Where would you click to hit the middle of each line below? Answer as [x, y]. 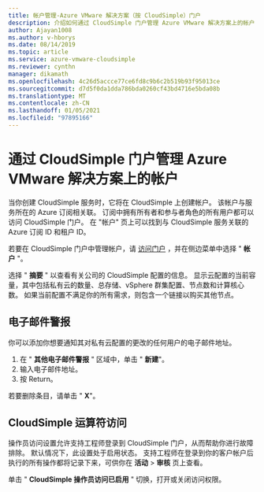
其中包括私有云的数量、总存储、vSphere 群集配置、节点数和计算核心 [133, 285]
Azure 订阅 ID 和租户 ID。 [49, 231]
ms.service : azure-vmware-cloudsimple [72, 60]
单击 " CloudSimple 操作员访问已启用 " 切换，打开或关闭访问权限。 [117, 479]
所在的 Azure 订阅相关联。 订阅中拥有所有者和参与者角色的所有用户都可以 [134, 212]
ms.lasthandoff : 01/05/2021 [54, 111]
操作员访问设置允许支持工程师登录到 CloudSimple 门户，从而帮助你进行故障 [131, 443]
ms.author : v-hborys [42, 37]
